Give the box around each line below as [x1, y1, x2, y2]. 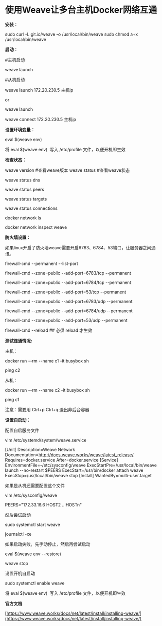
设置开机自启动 [5, 570, 35, 576]
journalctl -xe [5, 531, 32, 537]
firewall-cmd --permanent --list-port [5, 261, 79, 266]
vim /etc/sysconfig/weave [5, 492, 57, 498]
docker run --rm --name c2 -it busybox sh [5, 387, 90, 393]
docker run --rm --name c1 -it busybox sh [5, 358, 89, 363]
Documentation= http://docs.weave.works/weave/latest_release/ [5, 452, 134, 458]
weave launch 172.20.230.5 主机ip [5, 87, 73, 93]
